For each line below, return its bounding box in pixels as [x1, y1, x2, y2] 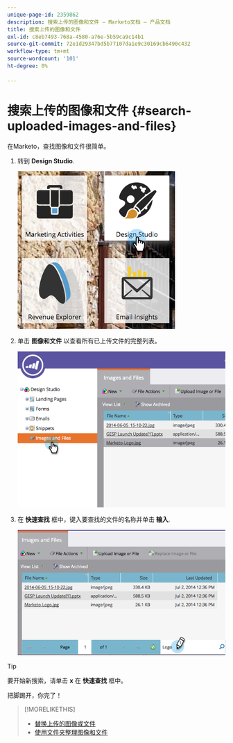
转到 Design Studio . [17, 156, 75, 165]
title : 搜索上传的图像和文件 [7, 26, 81, 33]
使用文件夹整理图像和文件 [34, 728, 108, 737]
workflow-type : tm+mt [7, 48, 70, 55]
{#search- [131, 103, 192, 118]
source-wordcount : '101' [7, 56, 79, 63]
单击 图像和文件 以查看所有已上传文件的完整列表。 [17, 336, 161, 345]
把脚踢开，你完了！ [7, 692, 62, 700]
